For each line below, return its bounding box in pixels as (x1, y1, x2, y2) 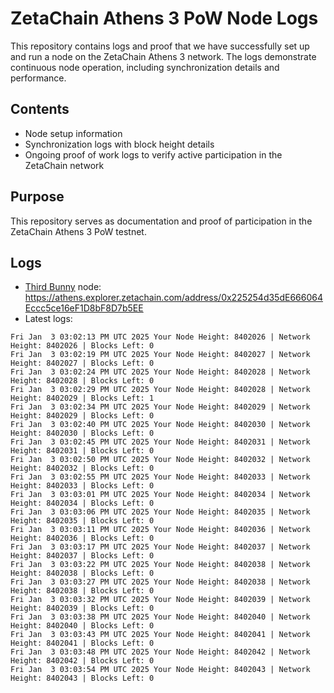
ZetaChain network (24, 159, 105, 171)
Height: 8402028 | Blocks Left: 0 (10, 376, 155, 386)
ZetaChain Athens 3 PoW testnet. (10, 225, 147, 237)
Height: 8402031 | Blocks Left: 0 (10, 446, 155, 456)
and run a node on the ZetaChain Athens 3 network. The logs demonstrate (10, 50, 317, 62)
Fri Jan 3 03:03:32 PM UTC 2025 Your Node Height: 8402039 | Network (10, 595, 311, 605)
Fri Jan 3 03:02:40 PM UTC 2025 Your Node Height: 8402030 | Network (10, 420, 311, 430)
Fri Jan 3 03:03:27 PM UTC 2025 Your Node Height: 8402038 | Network (10, 577, 311, 587)
